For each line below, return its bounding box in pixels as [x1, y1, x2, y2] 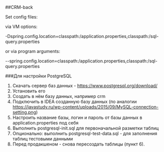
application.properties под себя [12, 120, 79, 125]
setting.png [12, 109, 37, 115]
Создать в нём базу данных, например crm [12, 93, 106, 99]
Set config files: [5, 14, 38, 19]
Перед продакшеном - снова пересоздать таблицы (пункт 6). [12, 141, 145, 147]
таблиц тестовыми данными [12, 136, 73, 141]
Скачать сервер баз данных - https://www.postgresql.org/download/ [12, 82, 158, 88]
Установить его [12, 88, 46, 94]
